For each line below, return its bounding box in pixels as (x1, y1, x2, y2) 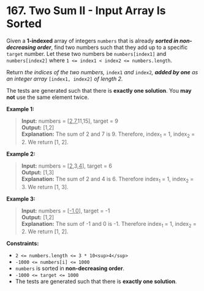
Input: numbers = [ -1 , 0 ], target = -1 (21, 207, 110, 214)
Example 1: (6, 105, 35, 112)
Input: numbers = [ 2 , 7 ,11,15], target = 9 (21, 117, 118, 125)
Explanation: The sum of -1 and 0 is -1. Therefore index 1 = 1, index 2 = (21, 220, 197, 229)
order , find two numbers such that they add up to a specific (37, 44, 188, 51)
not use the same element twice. (6, 93, 89, 101)
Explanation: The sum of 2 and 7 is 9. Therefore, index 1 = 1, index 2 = (21, 130, 195, 139)
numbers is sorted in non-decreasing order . (15, 265, 124, 272)
